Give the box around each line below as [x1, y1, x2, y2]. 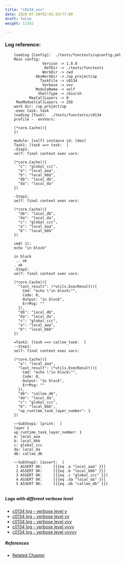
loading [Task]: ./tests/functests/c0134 [14, 112, 102, 118]
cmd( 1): [14, 241, 32, 246]
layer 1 [14, 425, 29, 430]
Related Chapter [12, 552, 45, 559]
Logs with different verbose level [5, 496, 73, 502]
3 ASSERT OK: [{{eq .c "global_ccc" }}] [16, 472, 108, 478]
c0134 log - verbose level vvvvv [12, 529, 77, 535]
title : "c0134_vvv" [5, 7, 45, 12]
